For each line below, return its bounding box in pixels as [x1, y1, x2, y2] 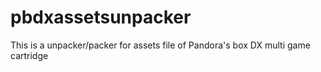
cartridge [10, 49, 49, 61]
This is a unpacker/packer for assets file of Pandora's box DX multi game [10, 39, 311, 51]
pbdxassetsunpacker [10, 6, 192, 29]
